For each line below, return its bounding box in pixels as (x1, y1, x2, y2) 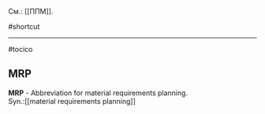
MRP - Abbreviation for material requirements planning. (8, 88, 188, 97)
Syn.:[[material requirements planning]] (8, 96, 136, 105)
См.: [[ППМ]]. (8, 7, 54, 16)
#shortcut (8, 22, 40, 31)
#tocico (8, 45, 33, 53)
